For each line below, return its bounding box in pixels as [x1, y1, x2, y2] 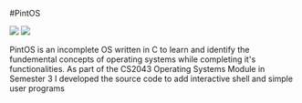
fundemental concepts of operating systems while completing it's [9, 54, 256, 65]
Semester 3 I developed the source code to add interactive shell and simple [9, 73, 294, 84]
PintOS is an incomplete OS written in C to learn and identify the [9, 45, 250, 55]
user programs [9, 83, 66, 94]
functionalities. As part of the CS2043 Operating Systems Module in [9, 64, 266, 74]
